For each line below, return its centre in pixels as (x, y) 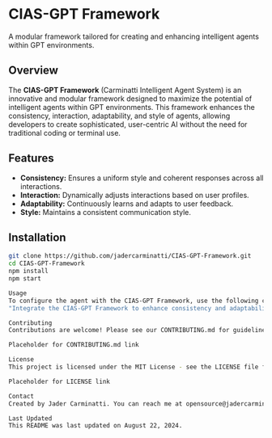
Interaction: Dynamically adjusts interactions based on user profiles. (134, 195)
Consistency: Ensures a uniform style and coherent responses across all (142, 178)
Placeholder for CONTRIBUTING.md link (74, 345)
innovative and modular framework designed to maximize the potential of (130, 99)
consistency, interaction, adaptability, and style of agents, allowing (119, 116)
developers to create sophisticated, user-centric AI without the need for (128, 124)
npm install (28, 272)
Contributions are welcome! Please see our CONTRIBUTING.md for (119, 331)
